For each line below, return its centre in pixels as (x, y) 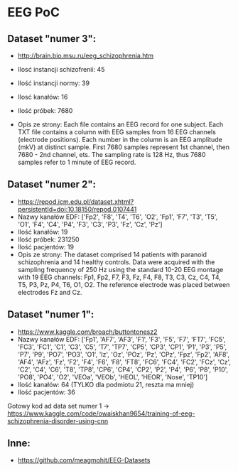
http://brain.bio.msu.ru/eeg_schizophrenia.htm (86, 55)
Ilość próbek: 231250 (48, 239)
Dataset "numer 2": (52, 184)
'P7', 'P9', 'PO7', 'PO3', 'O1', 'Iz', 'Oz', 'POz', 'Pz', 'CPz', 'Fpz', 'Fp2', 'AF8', (123, 354)
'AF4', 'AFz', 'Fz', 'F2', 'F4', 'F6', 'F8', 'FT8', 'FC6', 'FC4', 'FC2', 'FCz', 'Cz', (124, 362)
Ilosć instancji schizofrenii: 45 (61, 69)
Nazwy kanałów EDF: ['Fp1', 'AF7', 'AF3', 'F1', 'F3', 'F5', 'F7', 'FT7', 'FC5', (121, 339)
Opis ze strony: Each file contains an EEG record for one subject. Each (120, 124)
